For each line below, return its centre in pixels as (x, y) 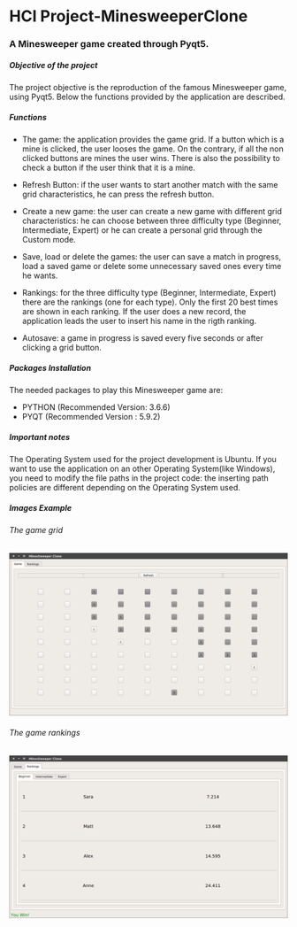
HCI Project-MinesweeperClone (129, 16)
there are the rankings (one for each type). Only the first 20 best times (150, 302)
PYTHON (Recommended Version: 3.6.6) (96, 407)
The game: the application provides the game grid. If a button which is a (153, 140)
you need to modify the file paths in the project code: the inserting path (139, 478)
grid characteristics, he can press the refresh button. (118, 194)
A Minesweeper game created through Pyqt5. (109, 44)
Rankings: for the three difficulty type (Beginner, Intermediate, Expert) (149, 293)
